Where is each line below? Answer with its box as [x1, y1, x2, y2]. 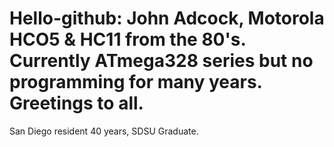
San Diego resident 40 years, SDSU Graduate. [9, 125, 199, 137]
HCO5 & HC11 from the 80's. [9, 28, 246, 51]
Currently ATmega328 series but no [9, 50, 314, 72]
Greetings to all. [9, 92, 144, 115]
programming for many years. [9, 71, 263, 94]
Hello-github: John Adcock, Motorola [9, 7, 325, 30]
